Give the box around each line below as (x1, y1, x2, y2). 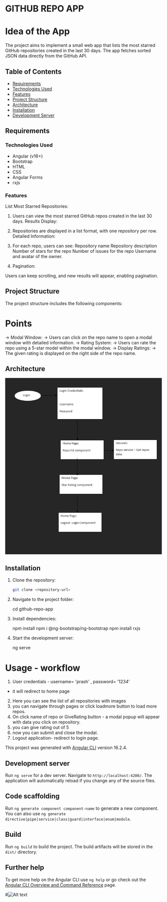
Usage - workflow (5, 662, 81, 673)
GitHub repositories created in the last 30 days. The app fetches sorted (5, 48, 151, 54)
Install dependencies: (12, 616, 57, 622)
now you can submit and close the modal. (12, 730, 98, 736)
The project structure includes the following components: (5, 300, 123, 306)
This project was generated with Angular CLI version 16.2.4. (5, 745, 128, 751)
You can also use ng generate (5, 810, 66, 816)
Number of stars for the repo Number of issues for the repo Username (12, 248, 157, 254)
